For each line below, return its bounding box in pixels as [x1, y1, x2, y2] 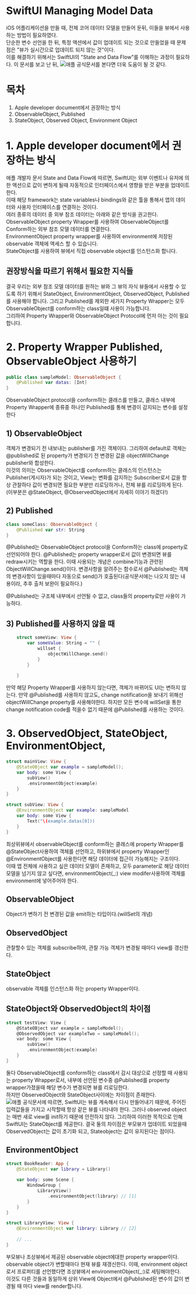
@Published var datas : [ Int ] [16, 379, 87, 386]
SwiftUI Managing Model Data [6, 4, 153, 18]
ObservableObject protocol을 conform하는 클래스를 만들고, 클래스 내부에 [6, 396, 176, 403]
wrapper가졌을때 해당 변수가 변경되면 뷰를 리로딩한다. [6, 1084, 129, 1091]
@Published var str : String [16, 527, 85, 533]
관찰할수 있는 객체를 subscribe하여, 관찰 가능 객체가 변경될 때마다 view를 [6, 944, 173, 951]
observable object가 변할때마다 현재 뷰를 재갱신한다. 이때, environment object [6, 1260, 188, 1267]
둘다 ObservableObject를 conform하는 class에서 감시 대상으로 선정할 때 [6, 1069, 173, 1076]
